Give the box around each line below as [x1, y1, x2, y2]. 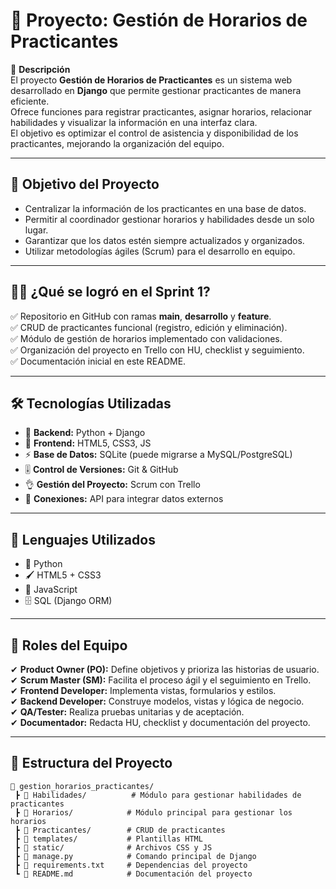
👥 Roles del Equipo [10, 637, 128, 654]
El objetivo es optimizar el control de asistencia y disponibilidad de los [10, 127, 299, 139]
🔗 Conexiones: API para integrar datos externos [24, 493, 224, 505]
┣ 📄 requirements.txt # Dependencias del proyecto [14, 860, 248, 870]
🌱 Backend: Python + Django [24, 427, 146, 439]
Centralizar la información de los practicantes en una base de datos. [24, 202, 307, 214]
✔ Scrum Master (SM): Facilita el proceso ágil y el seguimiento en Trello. [10, 674, 312, 686]
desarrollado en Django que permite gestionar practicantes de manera [10, 84, 302, 96]
